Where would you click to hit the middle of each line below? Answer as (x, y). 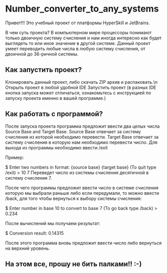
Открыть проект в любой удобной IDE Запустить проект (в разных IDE (81, 87)
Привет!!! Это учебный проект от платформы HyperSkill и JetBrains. (77, 23)
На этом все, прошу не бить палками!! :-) (73, 264)
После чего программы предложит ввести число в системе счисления (82, 188)
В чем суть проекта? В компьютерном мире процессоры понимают (78, 32)
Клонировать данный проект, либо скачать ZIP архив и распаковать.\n (81, 82)
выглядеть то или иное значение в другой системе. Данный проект (78, 43)
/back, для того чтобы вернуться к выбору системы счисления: (73, 198)
